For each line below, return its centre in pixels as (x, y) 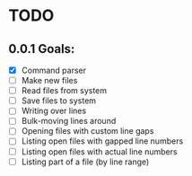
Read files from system (64, 91)
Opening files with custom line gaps (87, 131)
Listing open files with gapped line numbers (102, 141)
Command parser (54, 70)
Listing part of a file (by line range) (85, 162)
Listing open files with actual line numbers (99, 151)
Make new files (49, 81)
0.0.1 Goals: (42, 49)
